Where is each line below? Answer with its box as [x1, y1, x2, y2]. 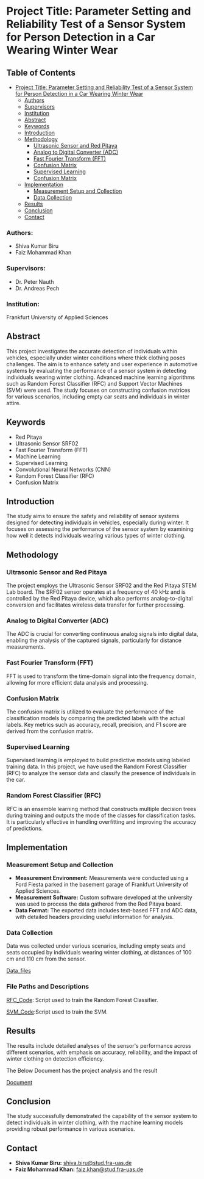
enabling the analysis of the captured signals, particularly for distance [6, 636, 181, 644]
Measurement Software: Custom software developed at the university [15, 894, 193, 901]
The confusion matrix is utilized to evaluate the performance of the [6, 708, 174, 715]
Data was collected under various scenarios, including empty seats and [6, 942, 186, 950]
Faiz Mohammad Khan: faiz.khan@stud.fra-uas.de [15, 1166, 144, 1173]
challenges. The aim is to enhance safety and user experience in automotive [6, 360, 198, 367]
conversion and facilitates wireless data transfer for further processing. [6, 601, 185, 608]
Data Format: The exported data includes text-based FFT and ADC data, [15, 907, 197, 914]
